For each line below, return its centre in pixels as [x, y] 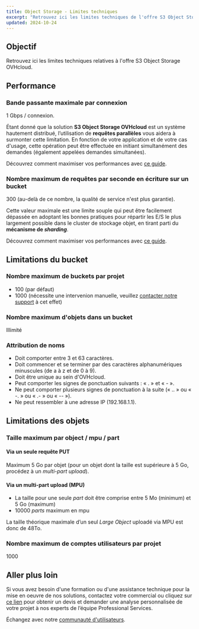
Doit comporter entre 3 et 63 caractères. [64, 358]
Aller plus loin [32, 575]
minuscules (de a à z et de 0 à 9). [55, 371]
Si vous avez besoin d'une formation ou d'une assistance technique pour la [98, 589]
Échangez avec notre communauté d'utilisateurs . [66, 620]
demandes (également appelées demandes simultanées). [76, 152]
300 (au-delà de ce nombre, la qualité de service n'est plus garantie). [91, 199]
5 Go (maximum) [35, 504]
